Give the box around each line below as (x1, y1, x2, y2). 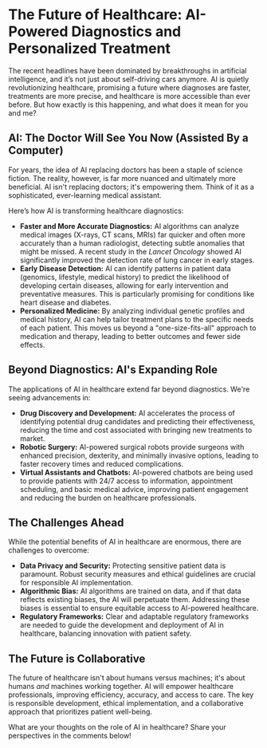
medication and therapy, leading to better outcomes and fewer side (19, 331, 241, 341)
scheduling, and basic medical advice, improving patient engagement (19, 484, 249, 494)
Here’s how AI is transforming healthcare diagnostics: (8, 206, 184, 215)
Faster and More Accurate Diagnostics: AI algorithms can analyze (19, 221, 240, 230)
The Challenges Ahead (8, 516, 124, 530)
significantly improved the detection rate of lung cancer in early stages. (19, 255, 255, 265)
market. (19, 433, 45, 443)
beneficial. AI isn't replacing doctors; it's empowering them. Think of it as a (8, 182, 255, 191)
